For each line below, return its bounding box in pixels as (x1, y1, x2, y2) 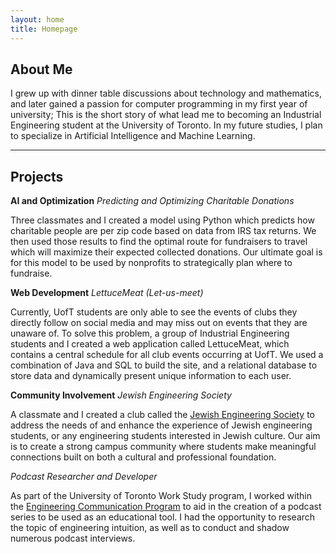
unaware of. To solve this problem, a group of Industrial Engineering (10, 327, 290, 340)
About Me (10, 61, 73, 78)
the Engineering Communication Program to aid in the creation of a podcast (10, 501, 322, 513)
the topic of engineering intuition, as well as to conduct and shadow (10, 522, 290, 534)
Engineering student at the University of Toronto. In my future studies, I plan (10, 119, 323, 131)
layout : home (10, 14, 65, 25)
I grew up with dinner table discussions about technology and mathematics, (10, 87, 322, 100)
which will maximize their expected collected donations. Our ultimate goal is (10, 246, 323, 258)
